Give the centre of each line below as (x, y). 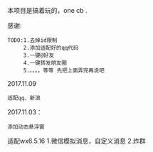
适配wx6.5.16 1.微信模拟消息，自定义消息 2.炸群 (76, 141)
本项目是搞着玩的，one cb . (47, 10)
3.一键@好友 (39, 55)
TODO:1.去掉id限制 (32, 40)
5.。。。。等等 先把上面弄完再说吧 (64, 70)
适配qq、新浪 (24, 98)
